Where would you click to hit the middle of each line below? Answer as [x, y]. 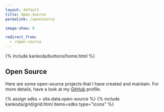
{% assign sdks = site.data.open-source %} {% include [62, 98]
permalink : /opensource [30, 19]
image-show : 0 [20, 28]
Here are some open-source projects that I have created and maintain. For [82, 83]
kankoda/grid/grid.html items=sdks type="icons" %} [60, 104]
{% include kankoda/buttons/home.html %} [50, 56]
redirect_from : [21, 37]
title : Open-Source [26, 14]
